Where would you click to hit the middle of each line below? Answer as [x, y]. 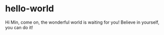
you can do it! [19, 27]
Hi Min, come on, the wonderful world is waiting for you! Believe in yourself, [82, 22]
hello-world [30, 9]
